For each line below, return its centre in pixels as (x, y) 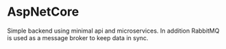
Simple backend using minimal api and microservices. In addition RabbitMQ (113, 31)
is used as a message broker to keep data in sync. (78, 37)
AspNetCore (43, 12)
